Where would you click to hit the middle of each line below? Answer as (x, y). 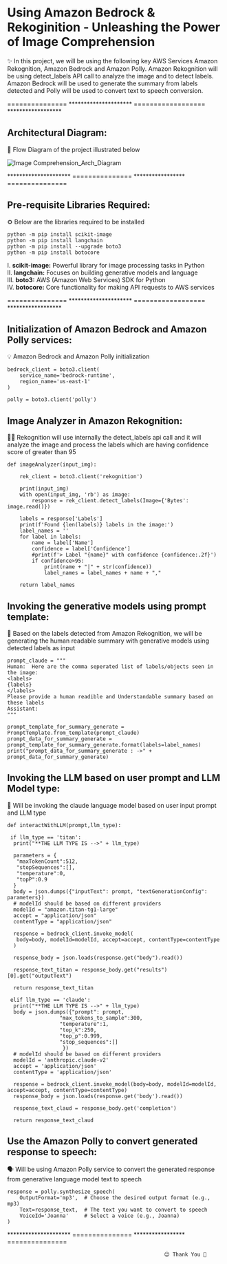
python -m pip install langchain (55, 240)
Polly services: (40, 340)
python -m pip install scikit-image (60, 234)
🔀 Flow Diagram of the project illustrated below (74, 149)
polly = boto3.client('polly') (52, 400)
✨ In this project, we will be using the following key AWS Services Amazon (112, 61)
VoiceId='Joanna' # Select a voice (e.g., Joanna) (100, 1216)
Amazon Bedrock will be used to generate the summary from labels (102, 83)
